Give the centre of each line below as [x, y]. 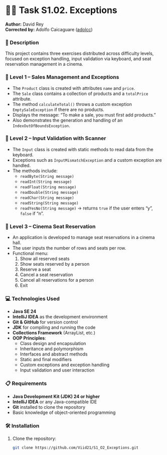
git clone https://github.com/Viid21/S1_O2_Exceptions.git [75, 448]
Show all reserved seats [45, 259]
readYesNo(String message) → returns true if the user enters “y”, [86, 208]
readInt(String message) [46, 182]
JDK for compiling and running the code [54, 327]
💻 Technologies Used [33, 299]
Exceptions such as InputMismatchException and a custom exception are [87, 160]
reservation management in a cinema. [44, 64]
